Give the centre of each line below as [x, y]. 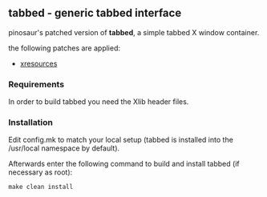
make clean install [41, 187]
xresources [38, 63]
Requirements [36, 84]
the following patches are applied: [65, 48]
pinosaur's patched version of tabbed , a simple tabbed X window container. [134, 32]
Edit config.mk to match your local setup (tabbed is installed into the [121, 140]
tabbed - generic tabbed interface [95, 13]
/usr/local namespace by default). [64, 148]
